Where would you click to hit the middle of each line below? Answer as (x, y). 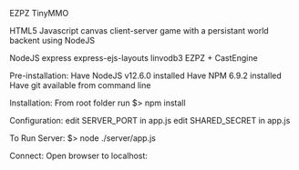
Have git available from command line (80, 85)
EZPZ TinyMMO (39, 13)
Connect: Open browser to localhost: (79, 155)
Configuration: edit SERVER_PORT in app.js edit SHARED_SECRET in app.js (150, 120)
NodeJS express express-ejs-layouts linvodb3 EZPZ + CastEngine (134, 58)
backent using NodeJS (52, 40)
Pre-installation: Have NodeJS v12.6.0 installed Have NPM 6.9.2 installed (146, 75)
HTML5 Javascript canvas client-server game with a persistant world (139, 30)
